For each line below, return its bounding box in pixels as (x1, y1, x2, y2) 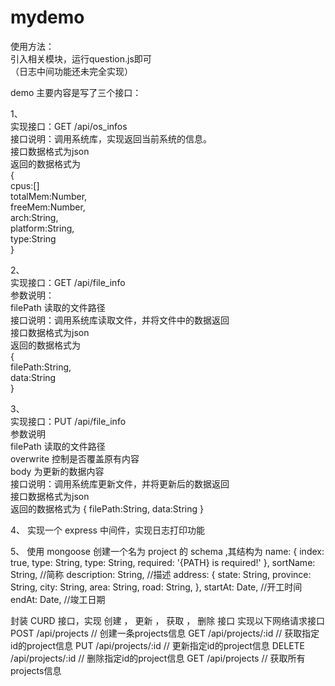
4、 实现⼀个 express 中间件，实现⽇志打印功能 (10, 524, 205, 536)
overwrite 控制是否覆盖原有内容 (10, 452, 140, 465)
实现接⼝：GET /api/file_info (10, 276, 126, 288)
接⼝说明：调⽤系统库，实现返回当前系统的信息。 (10, 132, 212, 145)
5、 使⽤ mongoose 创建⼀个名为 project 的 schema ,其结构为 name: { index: (10, 545, 325, 557)
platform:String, (10, 222, 75, 234)
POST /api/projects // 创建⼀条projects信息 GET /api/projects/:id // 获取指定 (10, 627, 320, 639)
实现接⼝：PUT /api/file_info (10, 415, 127, 427)
